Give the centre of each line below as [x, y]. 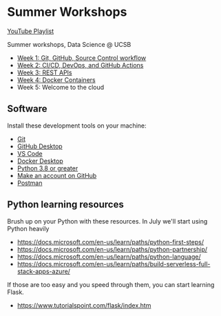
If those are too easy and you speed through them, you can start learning [111, 284]
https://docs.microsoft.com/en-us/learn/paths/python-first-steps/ [110, 241]
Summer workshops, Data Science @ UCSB [69, 44]
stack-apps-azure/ [44, 271]
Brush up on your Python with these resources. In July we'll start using [107, 221]
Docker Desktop [40, 161]
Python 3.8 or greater [48, 168]
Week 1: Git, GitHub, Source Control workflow [82, 58]
